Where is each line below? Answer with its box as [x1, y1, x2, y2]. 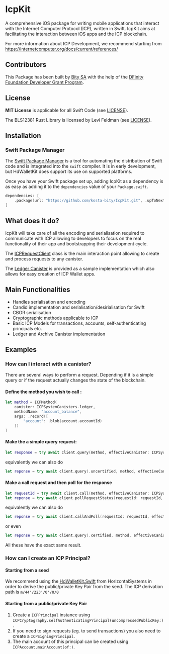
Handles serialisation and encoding [12, 299, 86, 305]
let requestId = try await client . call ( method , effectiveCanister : [5, 491, 150, 496]
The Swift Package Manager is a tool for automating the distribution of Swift [5, 158, 162, 164]
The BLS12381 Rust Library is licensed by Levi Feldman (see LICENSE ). [5, 117, 152, 123]
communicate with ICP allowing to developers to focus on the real [5, 235, 142, 241]
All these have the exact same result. [5, 542, 82, 548]
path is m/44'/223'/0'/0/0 [5, 589, 59, 595]
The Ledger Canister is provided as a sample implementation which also [5, 265, 155, 271]
